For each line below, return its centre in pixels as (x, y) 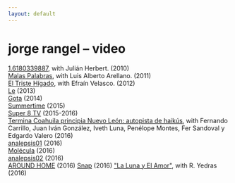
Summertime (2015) (37, 106)
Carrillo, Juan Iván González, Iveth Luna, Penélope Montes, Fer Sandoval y (116, 128)
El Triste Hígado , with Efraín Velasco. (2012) (72, 83)
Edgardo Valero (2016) (41, 135)
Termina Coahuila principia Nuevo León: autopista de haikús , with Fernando (118, 120)
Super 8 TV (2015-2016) (43, 113)
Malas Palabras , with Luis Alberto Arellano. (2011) (79, 75)
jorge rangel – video (67, 48)
